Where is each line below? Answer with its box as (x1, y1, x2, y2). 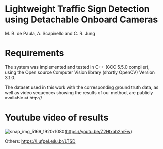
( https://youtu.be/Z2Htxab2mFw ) (64, 128, 132, 134)
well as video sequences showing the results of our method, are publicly (5, 89, 153, 95)
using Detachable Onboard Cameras (5, 14, 158, 25)
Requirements (5, 48, 64, 59)
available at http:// (5, 95, 42, 100)
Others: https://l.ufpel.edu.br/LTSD (5, 138, 76, 144)
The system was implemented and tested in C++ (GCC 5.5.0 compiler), (5, 64, 150, 70)
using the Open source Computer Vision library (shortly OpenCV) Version (5, 69, 155, 75)
